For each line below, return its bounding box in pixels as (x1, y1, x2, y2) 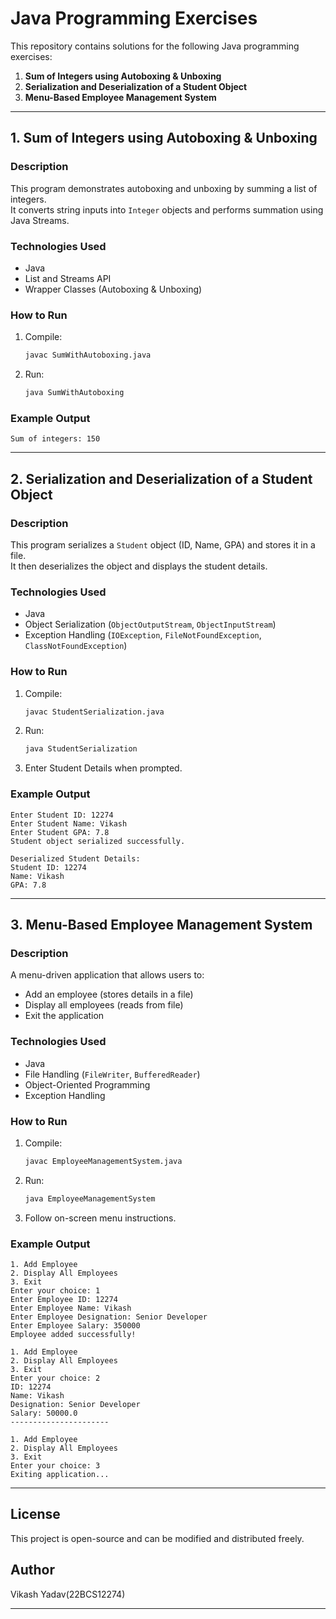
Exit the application (24, 1010, 105, 1022)
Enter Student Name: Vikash (10, 818, 128, 829)
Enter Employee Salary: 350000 (10, 1320, 141, 1331)
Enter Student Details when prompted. (24, 762, 183, 774)
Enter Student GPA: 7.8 (10, 827, 110, 837)
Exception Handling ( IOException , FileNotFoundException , (24, 629, 262, 641)
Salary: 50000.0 (10, 1408, 78, 1418)
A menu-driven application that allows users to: (10, 969, 205, 981)
